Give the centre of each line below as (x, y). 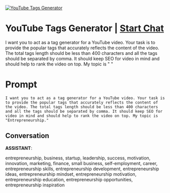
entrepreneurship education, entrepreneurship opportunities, (69, 179)
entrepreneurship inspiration (35, 185)
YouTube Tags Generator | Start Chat (85, 28)
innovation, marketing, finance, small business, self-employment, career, (81, 163)
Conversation (27, 136)
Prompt (21, 85)
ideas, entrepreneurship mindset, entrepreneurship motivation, (71, 174)
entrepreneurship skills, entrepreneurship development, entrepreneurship (82, 169)
